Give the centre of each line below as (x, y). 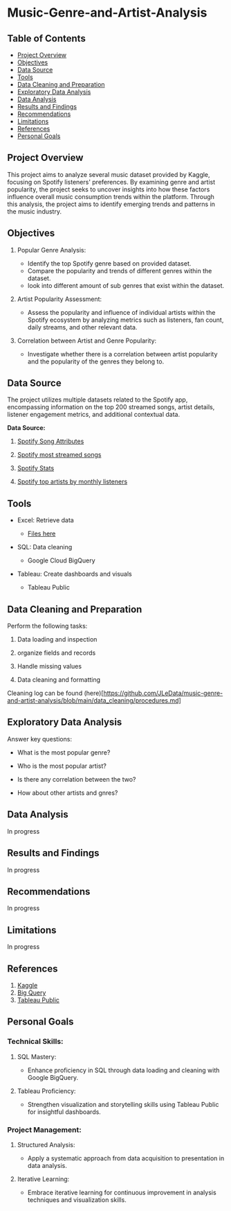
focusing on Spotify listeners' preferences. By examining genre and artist (111, 182)
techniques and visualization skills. (77, 1200)
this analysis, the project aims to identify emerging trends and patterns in (111, 204)
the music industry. (35, 211)
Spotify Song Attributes (50, 441)
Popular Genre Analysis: (52, 250)
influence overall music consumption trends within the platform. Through (111, 196)
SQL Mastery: (37, 1056)
